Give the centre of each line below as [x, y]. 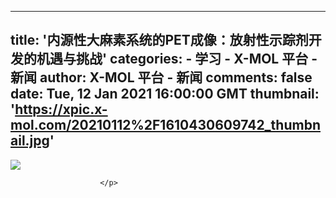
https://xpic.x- [61, 109]
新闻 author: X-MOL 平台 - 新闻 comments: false [161, 77]
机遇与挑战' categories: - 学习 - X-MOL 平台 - [177, 59]
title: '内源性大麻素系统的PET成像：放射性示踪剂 [159, 40]
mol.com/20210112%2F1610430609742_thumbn [165, 125]
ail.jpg [30, 141]
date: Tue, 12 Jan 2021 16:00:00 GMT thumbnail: [165, 94]
